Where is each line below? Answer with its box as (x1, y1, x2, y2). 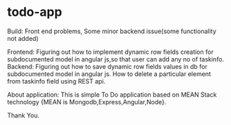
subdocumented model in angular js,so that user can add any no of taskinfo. (7, 55, 225, 63)
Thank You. (7, 111, 40, 119)
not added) (7, 34, 39, 42)
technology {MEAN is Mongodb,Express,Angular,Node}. (7, 97, 167, 106)
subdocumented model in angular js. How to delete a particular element (7, 70, 211, 78)
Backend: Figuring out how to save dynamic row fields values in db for (7, 62, 207, 70)
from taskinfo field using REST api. (7, 77, 106, 85)
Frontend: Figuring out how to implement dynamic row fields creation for (7, 48, 214, 56)
